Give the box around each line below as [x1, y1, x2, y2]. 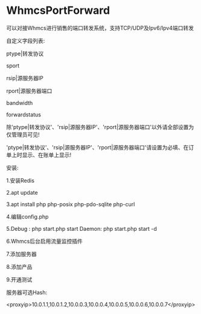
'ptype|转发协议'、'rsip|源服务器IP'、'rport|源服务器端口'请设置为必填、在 [6, 143, 189, 151]
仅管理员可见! [6, 131, 40, 138]
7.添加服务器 [6, 250, 37, 257]
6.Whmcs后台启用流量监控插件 [6, 237, 83, 245]
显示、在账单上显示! [22, 151, 72, 159]
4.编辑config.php [6, 213, 49, 220]
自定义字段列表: [6, 37, 45, 44]
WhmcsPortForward [6, 4, 110, 17]
